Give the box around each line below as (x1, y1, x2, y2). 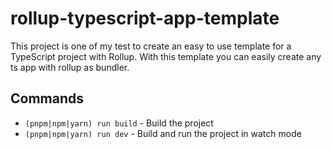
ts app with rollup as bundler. (10, 61, 130, 73)
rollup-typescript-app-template (10, 7, 280, 30)
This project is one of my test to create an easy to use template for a (10, 40, 292, 52)
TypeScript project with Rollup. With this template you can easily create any (10, 50, 322, 62)
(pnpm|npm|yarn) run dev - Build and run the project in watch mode (24, 127, 302, 139)
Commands (10, 90, 85, 107)
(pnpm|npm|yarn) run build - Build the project (24, 117, 214, 129)
